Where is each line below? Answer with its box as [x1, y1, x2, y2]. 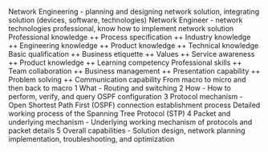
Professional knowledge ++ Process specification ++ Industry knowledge [8, 32, 251, 42]
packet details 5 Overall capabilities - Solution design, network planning [8, 126, 246, 135]
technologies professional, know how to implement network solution [8, 24, 234, 33]
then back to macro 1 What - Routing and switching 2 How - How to [8, 83, 231, 93]
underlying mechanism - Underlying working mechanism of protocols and [8, 118, 253, 126]
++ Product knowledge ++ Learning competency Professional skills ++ [8, 58, 242, 67]
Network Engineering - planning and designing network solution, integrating [8, 7, 259, 16]
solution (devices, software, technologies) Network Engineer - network [8, 15, 243, 25]
